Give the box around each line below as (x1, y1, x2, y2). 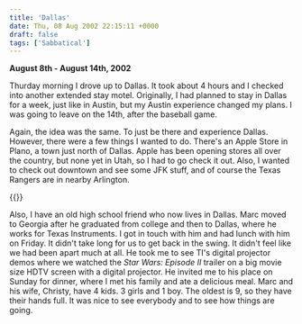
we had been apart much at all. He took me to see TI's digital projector (9, 247, 271, 258)
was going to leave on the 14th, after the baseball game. (9, 109, 218, 120)
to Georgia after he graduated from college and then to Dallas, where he (9, 219, 277, 229)
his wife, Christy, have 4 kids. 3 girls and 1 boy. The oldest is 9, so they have (9, 285, 292, 297)
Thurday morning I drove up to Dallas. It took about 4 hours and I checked (9, 80, 284, 91)
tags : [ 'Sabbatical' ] (9, 38, 91, 48)
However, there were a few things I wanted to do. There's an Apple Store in (9, 136, 288, 147)
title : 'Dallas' (9, 13, 70, 22)
